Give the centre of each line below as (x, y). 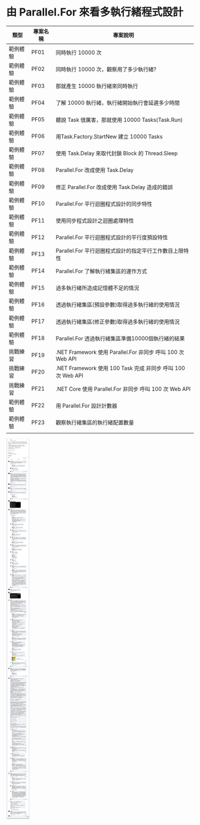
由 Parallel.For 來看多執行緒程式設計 (95, 12)
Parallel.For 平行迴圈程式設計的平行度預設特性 (112, 237)
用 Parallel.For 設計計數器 (87, 406)
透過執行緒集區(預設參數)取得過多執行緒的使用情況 (118, 305)
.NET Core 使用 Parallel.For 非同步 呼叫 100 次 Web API (123, 389)
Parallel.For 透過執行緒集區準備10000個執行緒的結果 (120, 338)
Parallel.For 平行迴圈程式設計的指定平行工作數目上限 (120, 250)
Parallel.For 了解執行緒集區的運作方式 (101, 271)
